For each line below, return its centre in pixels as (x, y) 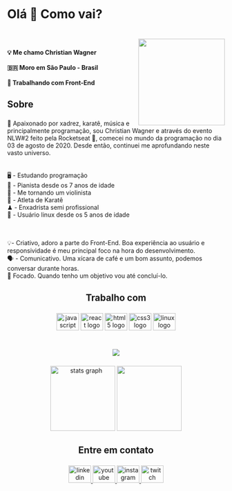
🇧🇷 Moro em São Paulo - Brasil (53, 68)
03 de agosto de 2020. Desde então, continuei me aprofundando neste (108, 145)
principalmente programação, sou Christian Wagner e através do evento (110, 131)
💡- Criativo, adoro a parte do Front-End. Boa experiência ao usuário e (106, 243)
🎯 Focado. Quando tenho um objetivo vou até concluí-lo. (87, 276)
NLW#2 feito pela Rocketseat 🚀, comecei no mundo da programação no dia (115, 139)
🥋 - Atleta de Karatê (35, 200)
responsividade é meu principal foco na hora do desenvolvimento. (101, 251)
